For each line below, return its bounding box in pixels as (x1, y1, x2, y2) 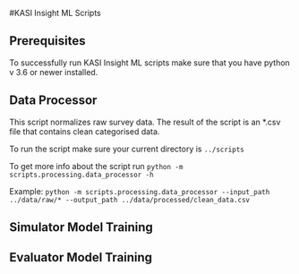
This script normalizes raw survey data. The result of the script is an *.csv (9, 116, 281, 127)
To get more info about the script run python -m (9, 160, 184, 171)
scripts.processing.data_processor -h (9, 170, 154, 179)
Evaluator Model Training (9, 250, 153, 265)
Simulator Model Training (9, 219, 154, 235)
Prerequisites (9, 33, 86, 48)
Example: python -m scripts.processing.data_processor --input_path (9, 185, 270, 196)
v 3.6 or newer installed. (9, 66, 98, 77)
